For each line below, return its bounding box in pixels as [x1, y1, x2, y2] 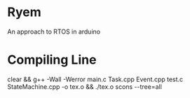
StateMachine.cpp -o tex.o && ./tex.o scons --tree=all [7, 82, 163, 91]
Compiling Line [7, 52, 97, 68]
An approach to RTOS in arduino [7, 27, 100, 36]
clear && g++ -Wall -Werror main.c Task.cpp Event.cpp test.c [7, 75, 184, 83]
